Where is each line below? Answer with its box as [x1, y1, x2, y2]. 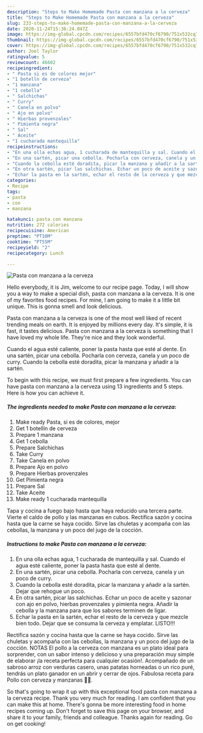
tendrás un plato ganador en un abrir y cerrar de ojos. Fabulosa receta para [7, 670, 195, 677]
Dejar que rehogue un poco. [15, 587, 86, 595]
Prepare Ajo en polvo [15, 463, 68, 471]
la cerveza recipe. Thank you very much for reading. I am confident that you [7, 694, 196, 702]
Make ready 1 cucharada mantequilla [15, 496, 107, 503]
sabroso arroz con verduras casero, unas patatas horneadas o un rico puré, [7, 664, 195, 671]
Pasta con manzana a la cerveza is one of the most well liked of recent [7, 315, 183, 322]
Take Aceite [15, 489, 45, 496]
